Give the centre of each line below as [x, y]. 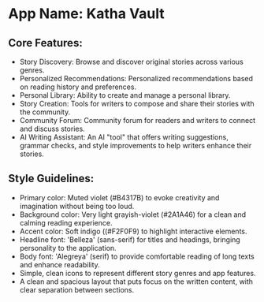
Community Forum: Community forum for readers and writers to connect [138, 120]
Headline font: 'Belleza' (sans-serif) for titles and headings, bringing [130, 239]
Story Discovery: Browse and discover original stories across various [132, 62]
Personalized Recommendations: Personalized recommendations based [136, 78]
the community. [45, 112]
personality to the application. [68, 248]
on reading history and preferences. [78, 87]
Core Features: [45, 43]
